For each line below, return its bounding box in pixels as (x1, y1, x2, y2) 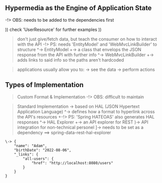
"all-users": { (23, 156, 54, 161)
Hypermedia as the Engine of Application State (5, 4, 152, 12)
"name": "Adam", (14, 143, 48, 148)
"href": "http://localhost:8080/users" (31, 160, 113, 165)
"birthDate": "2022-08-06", (14, 148, 71, 152)
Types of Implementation (5, 81, 84, 89)
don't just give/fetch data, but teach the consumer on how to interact (17, 36, 157, 42)
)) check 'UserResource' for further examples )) (5, 27, 102, 32)
